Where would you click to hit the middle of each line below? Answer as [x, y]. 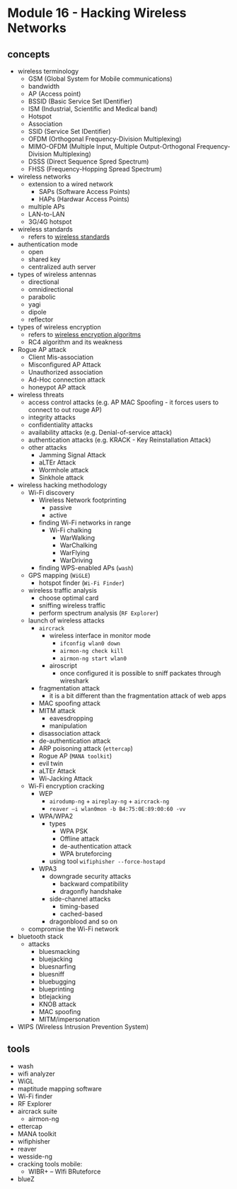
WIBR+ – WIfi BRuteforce [64, 1171]
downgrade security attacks [90, 876]
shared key [44, 259]
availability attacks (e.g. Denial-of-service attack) [100, 432]
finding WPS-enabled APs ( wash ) [86, 568]
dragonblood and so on [83, 921]
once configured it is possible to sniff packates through [140, 673]
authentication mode [48, 244]
